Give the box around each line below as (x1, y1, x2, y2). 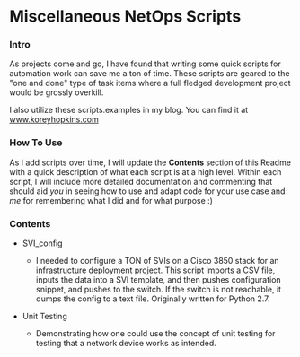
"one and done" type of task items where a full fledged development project (9, 78, 291, 89)
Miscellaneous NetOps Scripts (9, 6, 242, 27)
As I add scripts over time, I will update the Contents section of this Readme (9, 157, 292, 168)
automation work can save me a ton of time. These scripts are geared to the (9, 68, 290, 79)
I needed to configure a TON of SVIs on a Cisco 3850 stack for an (35, 256, 280, 266)
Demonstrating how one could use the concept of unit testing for (35, 328, 276, 339)
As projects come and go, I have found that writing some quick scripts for (9, 58, 281, 69)
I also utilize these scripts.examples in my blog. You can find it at (9, 105, 249, 116)
